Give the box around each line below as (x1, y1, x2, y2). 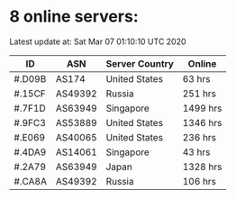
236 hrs (182, 131, 217, 143)
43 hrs (182, 146, 211, 158)
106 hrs (182, 175, 217, 187)
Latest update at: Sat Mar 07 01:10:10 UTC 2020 (9, 36, 186, 47)
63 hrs (182, 72, 211, 85)
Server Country (105, 57, 174, 69)
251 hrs (182, 87, 217, 100)
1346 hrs (182, 116, 222, 129)
